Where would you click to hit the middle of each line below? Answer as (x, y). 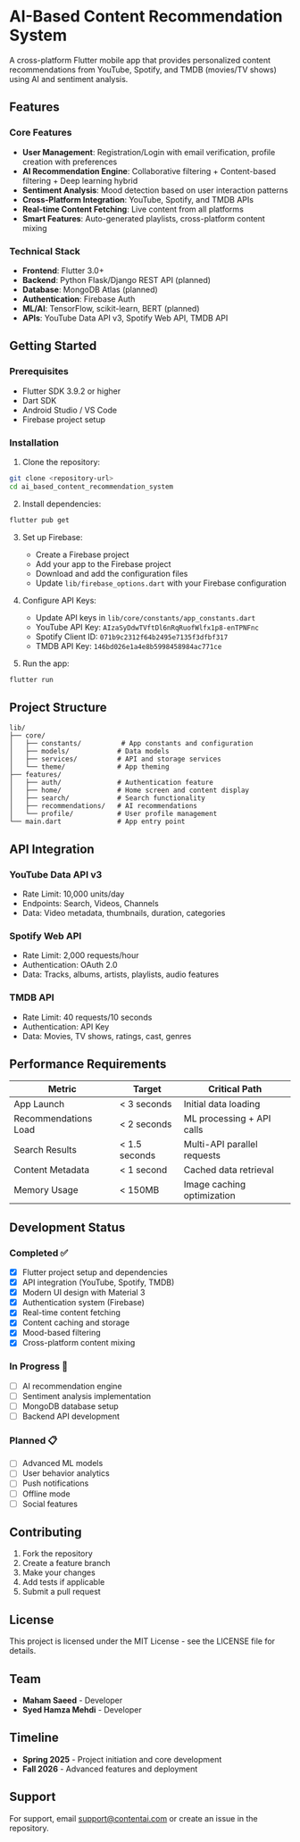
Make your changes (58, 1572)
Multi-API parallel (221, 1145)
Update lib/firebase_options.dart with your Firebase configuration (161, 583)
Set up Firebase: (52, 537)
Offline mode (46, 1494)
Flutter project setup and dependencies (95, 1272)
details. (23, 1651)
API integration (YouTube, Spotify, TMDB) (98, 1282)
